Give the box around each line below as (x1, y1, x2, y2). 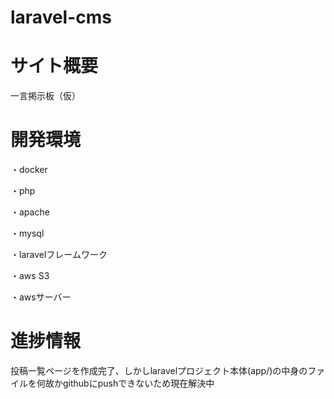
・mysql (10, 227, 45, 240)
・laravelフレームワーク (10, 249, 108, 261)
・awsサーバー (10, 291, 72, 303)
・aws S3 (10, 270, 50, 282)
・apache (10, 206, 50, 218)
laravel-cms (10, 6, 112, 29)
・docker (10, 164, 48, 176)
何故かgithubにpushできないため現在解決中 (36, 377, 215, 389)
